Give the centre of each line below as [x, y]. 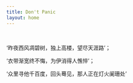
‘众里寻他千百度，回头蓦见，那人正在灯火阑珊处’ [66, 73]
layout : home [23, 18]
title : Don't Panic [31, 12]
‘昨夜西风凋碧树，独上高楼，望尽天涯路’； [59, 48]
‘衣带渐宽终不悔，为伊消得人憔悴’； [51, 60]
